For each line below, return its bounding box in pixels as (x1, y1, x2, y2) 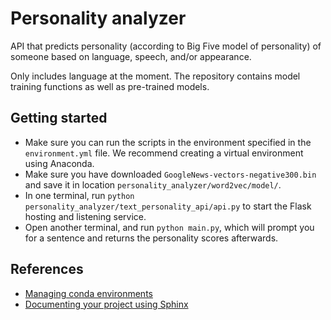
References (10, 261, 84, 278)
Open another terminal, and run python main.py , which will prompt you (24, 221, 315, 233)
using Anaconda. (24, 157, 95, 169)
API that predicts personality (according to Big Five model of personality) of (10, 40, 322, 52)
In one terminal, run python (24, 189, 135, 201)
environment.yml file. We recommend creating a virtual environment (24, 147, 304, 159)
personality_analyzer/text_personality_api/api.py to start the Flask (24, 200, 312, 212)
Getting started (10, 110, 108, 127)
